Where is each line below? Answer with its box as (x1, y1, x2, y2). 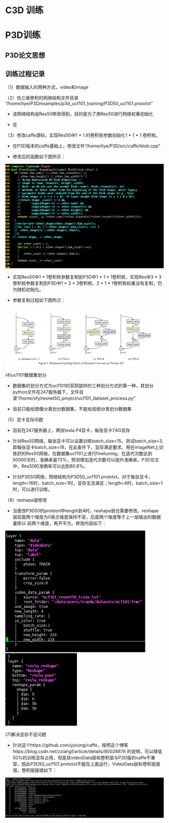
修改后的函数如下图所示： (12, 153, 66, 159)
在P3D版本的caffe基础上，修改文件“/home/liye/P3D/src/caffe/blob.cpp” (12, 143, 160, 149)
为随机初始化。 (12, 287, 44, 292)
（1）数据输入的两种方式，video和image (5, 84, 89, 90)
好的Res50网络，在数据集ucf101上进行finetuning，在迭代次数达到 (17, 450, 152, 456)
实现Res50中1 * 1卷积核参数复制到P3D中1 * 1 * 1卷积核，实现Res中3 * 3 (12, 274, 162, 280)
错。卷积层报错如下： (12, 767, 57, 773)
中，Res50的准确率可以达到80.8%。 (12, 463, 88, 469)
